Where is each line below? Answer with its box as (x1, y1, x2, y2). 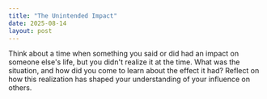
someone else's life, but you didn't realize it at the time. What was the (8, 57, 240, 67)
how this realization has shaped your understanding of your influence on (8, 74, 251, 85)
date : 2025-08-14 (8, 19, 67, 27)
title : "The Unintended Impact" (8, 11, 117, 20)
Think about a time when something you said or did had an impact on (8, 49, 239, 59)
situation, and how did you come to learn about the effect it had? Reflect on (8, 66, 260, 76)
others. (8, 83, 32, 93)
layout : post (8, 27, 53, 35)
